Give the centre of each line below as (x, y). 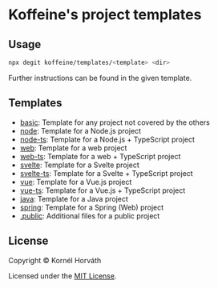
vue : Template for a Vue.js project (76, 182)
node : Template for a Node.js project (81, 130)
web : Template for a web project (73, 148)
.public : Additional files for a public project (90, 216)
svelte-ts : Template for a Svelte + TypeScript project (107, 173)
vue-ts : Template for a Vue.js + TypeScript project (103, 190)
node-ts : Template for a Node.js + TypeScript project (107, 139)
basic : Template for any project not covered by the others (115, 122)
